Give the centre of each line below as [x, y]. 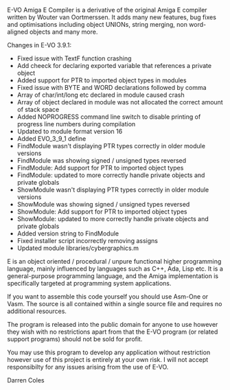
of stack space [38, 110]
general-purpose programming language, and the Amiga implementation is [113, 276]
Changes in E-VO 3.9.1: [39, 45]
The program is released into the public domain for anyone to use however [113, 324]
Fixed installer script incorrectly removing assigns [87, 241]
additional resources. [37, 311]
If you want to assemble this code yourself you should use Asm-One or [108, 297]
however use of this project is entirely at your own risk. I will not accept [108, 359]
